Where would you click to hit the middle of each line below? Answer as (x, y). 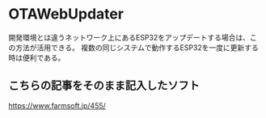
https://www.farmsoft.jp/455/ (57, 105)
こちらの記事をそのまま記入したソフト (104, 86)
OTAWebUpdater (66, 14)
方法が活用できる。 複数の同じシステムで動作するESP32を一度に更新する (137, 47)
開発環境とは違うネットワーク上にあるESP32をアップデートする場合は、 (129, 37)
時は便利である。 (37, 57)
